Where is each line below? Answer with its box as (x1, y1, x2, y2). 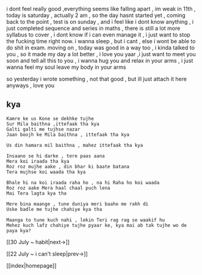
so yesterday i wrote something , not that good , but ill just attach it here (6, 76, 187, 82)
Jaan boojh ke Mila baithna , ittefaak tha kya (6, 131, 130, 138)
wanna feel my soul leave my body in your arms (6, 63, 126, 71)
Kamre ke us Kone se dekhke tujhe (6, 115, 95, 121)
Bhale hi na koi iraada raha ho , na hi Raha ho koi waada (6, 179, 160, 185)
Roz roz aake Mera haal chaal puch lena (6, 185, 111, 191)
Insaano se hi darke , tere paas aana (6, 152, 105, 159)
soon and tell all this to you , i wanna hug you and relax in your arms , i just (6, 57, 193, 64)
